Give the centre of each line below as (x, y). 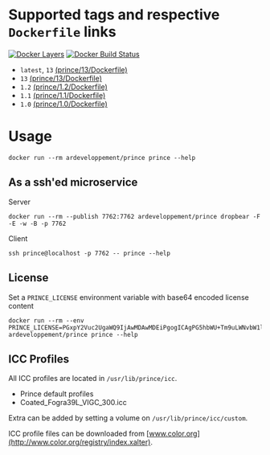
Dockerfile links (62, 32)
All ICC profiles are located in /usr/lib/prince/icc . (93, 379)
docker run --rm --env (46, 320)
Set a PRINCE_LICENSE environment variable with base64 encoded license (129, 297)
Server (19, 202)
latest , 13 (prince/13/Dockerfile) (74, 69)
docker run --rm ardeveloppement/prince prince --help (102, 158)
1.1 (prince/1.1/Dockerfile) (63, 95)
